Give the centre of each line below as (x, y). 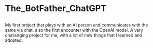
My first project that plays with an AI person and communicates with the (76, 25)
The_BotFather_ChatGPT (56, 8)
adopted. (14, 40)
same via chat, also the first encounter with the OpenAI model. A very (74, 30)
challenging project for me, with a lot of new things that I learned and (74, 35)
